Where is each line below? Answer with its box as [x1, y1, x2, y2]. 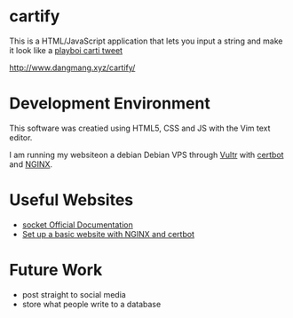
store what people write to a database [21, 298, 162, 309]
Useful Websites [9, 190, 134, 211]
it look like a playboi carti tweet [9, 44, 123, 55]
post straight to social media [21, 289, 126, 299]
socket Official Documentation [21, 219, 133, 230]
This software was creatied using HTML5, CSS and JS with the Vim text [9, 123, 271, 133]
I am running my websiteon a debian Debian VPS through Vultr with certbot [9, 149, 284, 160]
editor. [9, 131, 33, 143]
